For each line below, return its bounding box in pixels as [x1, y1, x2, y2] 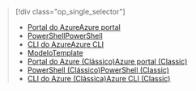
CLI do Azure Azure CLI [27, 39, 104, 49]
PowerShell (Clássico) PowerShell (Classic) [27, 65, 169, 75]
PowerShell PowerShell [27, 31, 103, 40]
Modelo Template [27, 48, 83, 57]
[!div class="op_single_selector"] [15, 7, 126, 16]
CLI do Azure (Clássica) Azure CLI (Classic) [27, 74, 171, 83]
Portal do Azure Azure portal [27, 23, 121, 31]
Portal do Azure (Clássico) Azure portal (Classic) [27, 56, 188, 66]
